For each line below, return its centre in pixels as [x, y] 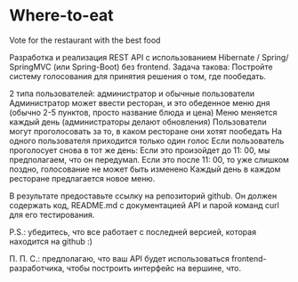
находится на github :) [51, 241]
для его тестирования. [52, 214]
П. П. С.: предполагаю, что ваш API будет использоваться [119, 258]
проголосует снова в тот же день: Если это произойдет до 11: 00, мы [140, 150]
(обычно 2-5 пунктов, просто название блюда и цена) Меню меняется [143, 112]
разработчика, [37, 268]
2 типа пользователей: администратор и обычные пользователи [132, 93]
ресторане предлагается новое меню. [82, 178]
